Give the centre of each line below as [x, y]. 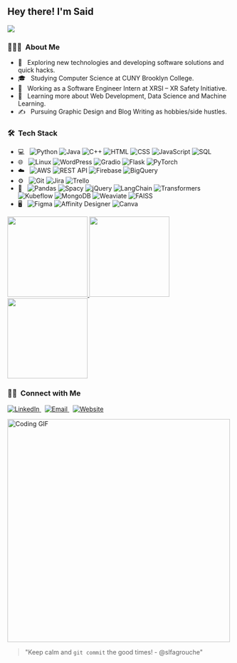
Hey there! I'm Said [51, 12]
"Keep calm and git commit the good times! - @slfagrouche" [114, 652]
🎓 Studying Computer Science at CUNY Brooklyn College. [106, 79]
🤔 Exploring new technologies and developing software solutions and [121, 63]
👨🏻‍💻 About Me [34, 47]
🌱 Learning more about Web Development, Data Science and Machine [122, 96]
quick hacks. [36, 70]
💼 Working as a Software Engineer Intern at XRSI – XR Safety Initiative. [122, 88]
